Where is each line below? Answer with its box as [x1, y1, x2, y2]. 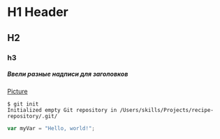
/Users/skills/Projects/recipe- [119, 107, 214, 114]
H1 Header [7, 4, 68, 20]
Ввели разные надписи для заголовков [7, 70, 129, 79]
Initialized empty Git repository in [7, 107, 117, 114]
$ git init [7, 101, 39, 108]
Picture [7, 88, 28, 96]
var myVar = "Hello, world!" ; [7, 125, 96, 132]
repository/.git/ [7, 113, 58, 120]
